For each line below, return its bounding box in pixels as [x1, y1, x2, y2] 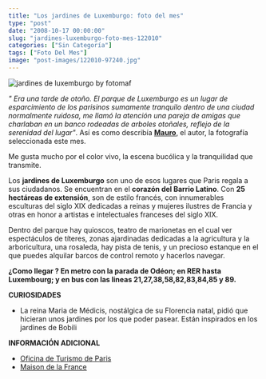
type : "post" [8, 19, 52, 27]
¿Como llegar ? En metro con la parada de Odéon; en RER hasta [8, 265, 222, 276]
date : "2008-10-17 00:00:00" [8, 26, 105, 34]
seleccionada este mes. [8, 136, 86, 146]
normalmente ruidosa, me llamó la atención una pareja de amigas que [8, 110, 241, 120]
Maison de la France [19, 361, 87, 372]
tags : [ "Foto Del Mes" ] [8, 49, 88, 57]
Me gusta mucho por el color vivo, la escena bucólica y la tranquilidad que [8, 151, 253, 161]
